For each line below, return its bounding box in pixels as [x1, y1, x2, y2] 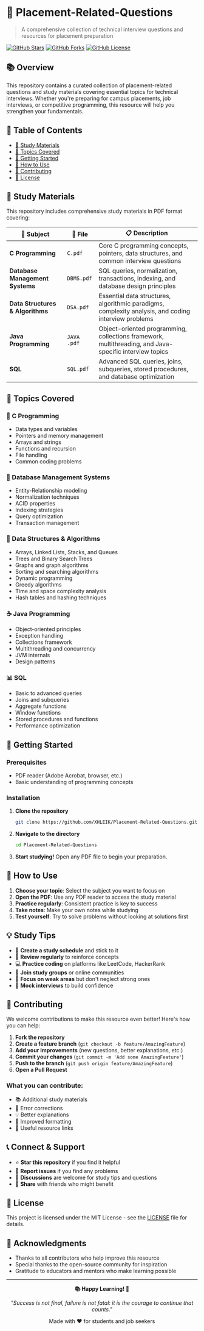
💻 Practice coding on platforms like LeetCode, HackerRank [15, 960, 166, 967]
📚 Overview [6, 62, 55, 73]
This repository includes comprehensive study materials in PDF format [6, 207, 183, 215]
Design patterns [15, 658, 56, 665]
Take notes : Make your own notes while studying [15, 906, 138, 913]
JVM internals [15, 651, 50, 658]
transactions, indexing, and [98, 274, 176, 283]
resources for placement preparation [21, 32, 114, 39]
